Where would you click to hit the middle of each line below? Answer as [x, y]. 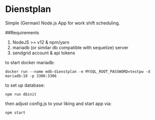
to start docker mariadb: [30, 62]
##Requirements [22, 32]
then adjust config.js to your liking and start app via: [59, 104]
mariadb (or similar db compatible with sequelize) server [70, 47]
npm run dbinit [21, 94]
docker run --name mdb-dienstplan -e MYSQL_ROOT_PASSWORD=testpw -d [78, 71]
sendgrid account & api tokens [44, 53]
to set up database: [25, 85]
